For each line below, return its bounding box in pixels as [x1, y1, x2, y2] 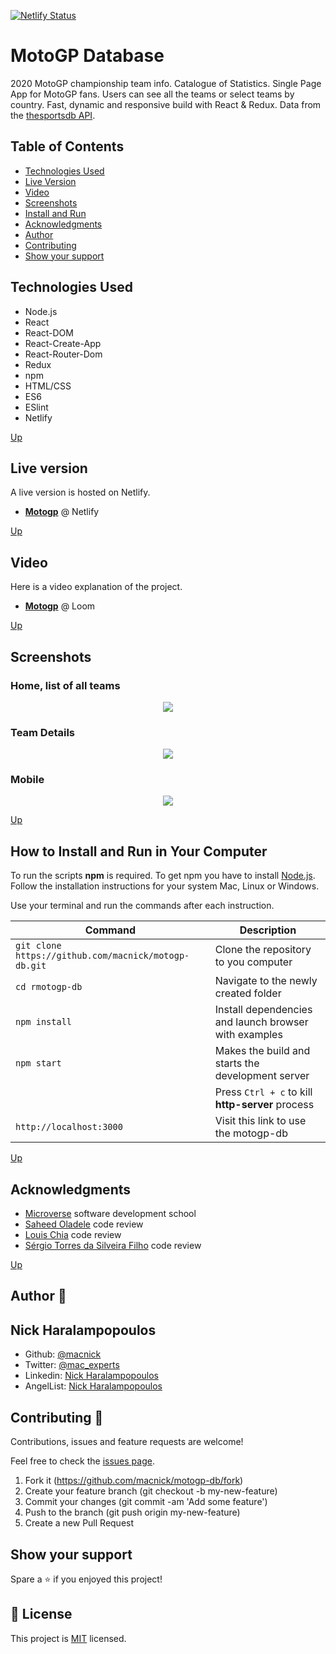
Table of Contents [10, 138, 125, 155]
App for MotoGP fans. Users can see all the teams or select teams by [10, 88, 295, 100]
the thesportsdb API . [10, 109, 96, 121]
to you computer [214, 955, 293, 969]
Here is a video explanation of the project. [10, 581, 183, 593]
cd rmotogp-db [15, 981, 83, 993]
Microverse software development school [24, 1208, 197, 1220]
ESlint [24, 401, 49, 413]
